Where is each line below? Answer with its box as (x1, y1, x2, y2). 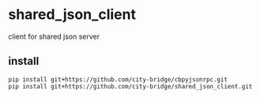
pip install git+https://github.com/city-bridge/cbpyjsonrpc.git (8, 75, 228, 84)
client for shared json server (8, 32, 100, 41)
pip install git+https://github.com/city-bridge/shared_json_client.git (8, 82, 253, 90)
